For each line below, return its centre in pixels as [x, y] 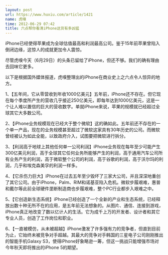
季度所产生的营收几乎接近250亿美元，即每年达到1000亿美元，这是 [87, 100]
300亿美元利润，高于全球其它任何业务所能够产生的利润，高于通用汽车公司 [82, 153]
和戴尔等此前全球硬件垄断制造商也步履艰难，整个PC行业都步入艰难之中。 [81, 189]
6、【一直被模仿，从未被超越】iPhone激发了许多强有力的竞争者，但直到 [78, 229]
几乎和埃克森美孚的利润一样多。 [47, 165]
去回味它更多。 [21, 67]
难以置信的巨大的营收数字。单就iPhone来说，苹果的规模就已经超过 [87, 107]
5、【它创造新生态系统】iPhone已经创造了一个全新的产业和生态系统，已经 [81, 199]
